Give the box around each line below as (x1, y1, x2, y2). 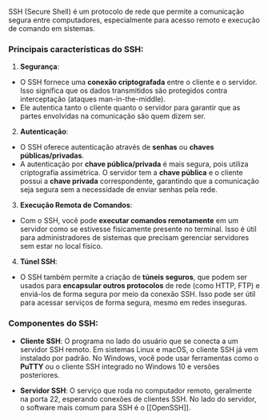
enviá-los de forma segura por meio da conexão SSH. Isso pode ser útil (19, 290, 256, 299)
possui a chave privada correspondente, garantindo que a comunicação (19, 176, 260, 186)
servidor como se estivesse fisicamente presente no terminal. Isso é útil (19, 224, 258, 234)
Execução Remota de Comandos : (19, 200, 133, 210)
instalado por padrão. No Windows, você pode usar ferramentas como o (19, 353, 259, 362)
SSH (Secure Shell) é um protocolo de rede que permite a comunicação (8, 7, 245, 16)
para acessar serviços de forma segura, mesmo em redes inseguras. (19, 298, 247, 307)
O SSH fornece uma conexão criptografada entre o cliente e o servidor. (19, 78, 258, 87)
